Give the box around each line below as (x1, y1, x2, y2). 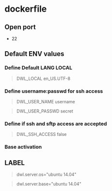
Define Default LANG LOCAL (4, 64, 73, 71)
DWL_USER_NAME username (16, 98, 76, 104)
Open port (4, 23, 36, 31)
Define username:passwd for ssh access (4, 88, 103, 95)
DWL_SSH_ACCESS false (16, 132, 67, 137)
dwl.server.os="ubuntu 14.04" (16, 172, 77, 177)
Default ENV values (4, 50, 64, 58)
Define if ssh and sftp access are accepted (4, 120, 107, 127)
